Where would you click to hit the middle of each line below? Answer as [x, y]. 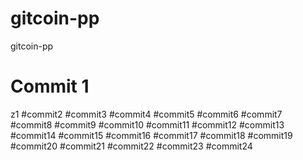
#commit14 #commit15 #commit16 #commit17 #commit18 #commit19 [151, 135]
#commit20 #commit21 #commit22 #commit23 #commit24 [131, 146]
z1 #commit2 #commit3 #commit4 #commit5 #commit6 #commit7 [146, 114]
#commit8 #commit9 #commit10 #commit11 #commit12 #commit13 [147, 124]
